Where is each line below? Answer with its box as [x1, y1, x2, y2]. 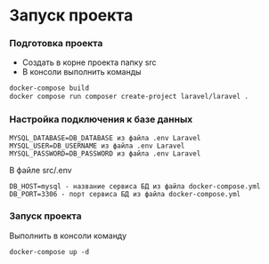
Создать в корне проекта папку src [21, 57, 158, 68]
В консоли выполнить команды [21, 67, 142, 77]
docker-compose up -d [9, 247, 90, 256]
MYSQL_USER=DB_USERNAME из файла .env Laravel [9, 141, 185, 150]
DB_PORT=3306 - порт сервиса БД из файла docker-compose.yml [9, 189, 241, 198]
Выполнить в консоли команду [9, 230, 127, 241]
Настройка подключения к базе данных [9, 113, 193, 125]
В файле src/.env [9, 164, 73, 175]
